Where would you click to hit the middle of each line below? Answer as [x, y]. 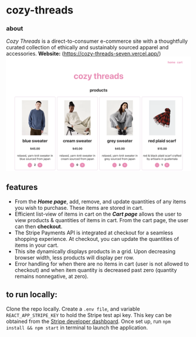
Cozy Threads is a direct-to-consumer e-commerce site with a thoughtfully [97, 41]
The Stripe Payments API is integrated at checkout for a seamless [94, 233]
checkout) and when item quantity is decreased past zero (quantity [96, 270]
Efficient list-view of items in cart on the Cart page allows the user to [98, 214]
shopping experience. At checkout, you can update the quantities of [97, 239]
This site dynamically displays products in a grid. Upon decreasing [95, 251]
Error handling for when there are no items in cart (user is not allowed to [102, 264]
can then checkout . [38, 226]
